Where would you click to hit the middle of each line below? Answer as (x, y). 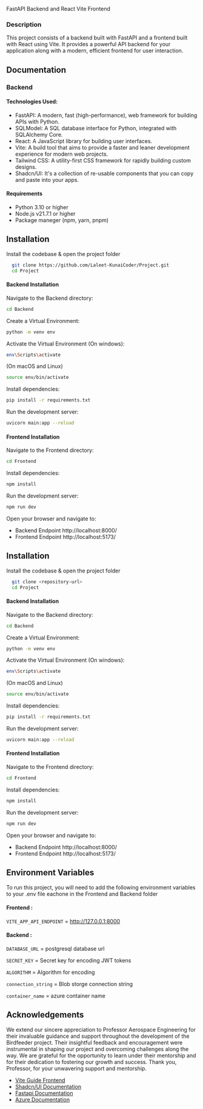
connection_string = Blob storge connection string (70, 984)
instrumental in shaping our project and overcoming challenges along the (98, 1049)
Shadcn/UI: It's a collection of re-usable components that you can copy (104, 173)
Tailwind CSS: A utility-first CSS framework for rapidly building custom (103, 160)
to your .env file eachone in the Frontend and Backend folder (82, 894)
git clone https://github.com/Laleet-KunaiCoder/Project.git (91, 265)
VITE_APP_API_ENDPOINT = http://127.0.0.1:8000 (63, 921)
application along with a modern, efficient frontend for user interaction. (95, 50)
